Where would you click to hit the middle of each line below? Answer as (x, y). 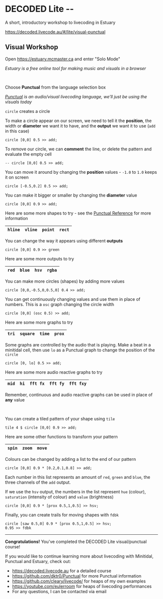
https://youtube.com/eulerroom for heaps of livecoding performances (82, 586)
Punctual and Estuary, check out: (38, 561)
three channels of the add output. (38, 482)
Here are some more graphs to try (39, 322)
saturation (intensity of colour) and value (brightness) (59, 497)
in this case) (17, 131)
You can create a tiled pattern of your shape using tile (60, 418)
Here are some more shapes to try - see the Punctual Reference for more (78, 213)
